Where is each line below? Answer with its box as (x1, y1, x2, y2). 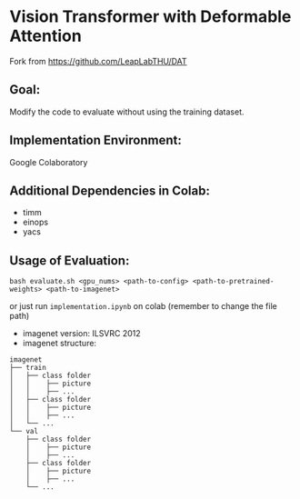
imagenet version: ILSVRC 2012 (22, 328, 141, 339)
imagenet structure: (22, 338, 97, 349)
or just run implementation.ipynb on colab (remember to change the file (9, 301, 277, 312)
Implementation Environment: (9, 133, 182, 148)
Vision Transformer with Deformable (9, 6, 292, 27)
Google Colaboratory (9, 156, 88, 167)
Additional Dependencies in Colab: (9, 183, 211, 198)
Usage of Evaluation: (9, 253, 130, 268)
